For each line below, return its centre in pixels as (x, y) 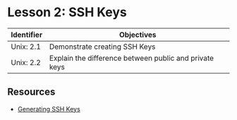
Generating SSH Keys (49, 109)
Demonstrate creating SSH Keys (102, 47)
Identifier (27, 35)
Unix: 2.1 (26, 47)
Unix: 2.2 (26, 62)
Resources (31, 92)
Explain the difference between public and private (131, 58)
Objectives (138, 35)
